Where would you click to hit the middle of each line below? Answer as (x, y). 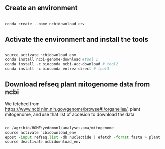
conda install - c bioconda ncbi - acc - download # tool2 (62, 64)
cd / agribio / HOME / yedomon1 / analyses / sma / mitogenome (59, 128)
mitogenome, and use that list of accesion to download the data (70, 114)
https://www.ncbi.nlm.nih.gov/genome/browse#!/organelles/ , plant (73, 109)
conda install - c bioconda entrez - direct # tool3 (57, 69)
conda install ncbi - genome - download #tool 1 (52, 60)
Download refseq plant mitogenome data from (78, 84)
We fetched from (22, 104)
